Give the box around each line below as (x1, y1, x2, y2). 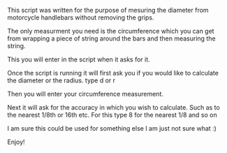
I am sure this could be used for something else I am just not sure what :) (7, 124, 217, 132)
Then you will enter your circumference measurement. (7, 90, 164, 98)
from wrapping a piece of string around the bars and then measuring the (7, 34, 216, 43)
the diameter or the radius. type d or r (7, 76, 116, 85)
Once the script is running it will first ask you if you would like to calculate (7, 69, 219, 77)
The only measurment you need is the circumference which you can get (7, 27, 214, 35)
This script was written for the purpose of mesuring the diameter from (7, 6, 209, 14)
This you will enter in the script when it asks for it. (7, 55, 150, 64)
